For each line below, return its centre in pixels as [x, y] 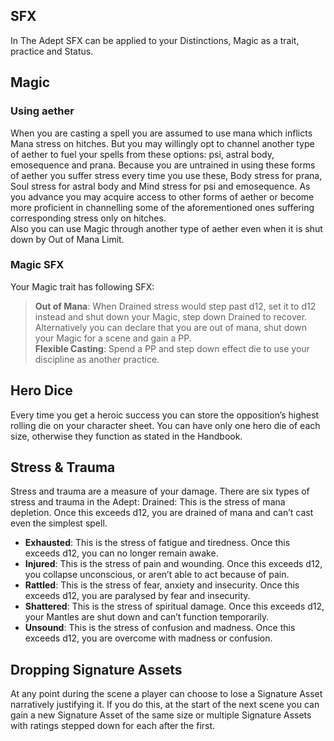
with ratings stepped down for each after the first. [113, 726]
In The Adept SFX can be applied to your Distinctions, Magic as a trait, [155, 40]
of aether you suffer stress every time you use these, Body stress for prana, [166, 175]
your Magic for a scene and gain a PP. [113, 338]
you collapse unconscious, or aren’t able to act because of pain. [157, 575]
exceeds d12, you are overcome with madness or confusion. [148, 638]
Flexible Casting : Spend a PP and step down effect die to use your [172, 348]
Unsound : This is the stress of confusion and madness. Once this [160, 628]
